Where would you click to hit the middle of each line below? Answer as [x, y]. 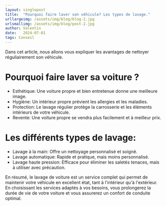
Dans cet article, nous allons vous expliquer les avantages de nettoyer [77, 52]
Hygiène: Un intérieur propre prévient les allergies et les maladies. [80, 102]
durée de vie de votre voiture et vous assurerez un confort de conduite [78, 193]
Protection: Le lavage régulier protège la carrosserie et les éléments [82, 107]
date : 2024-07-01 [25, 33]
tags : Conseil [20, 38]
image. [19, 96]
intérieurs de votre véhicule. [41, 112]
